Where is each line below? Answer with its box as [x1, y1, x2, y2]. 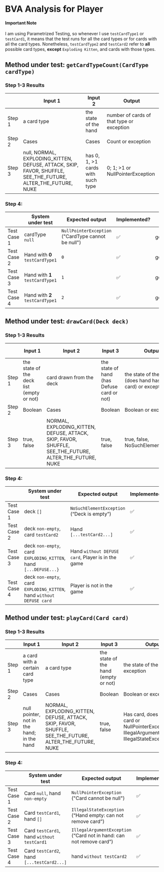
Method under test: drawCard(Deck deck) [5, 317, 129, 325]
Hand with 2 [24, 292, 52, 299]
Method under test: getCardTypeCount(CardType [5, 60, 149, 69]
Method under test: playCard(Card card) [5, 613, 129, 622]
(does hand [124, 377, 151, 384]
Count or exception [106, 138, 151, 145]
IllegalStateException [71, 807, 124, 813]
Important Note [5, 20, 37, 25]
